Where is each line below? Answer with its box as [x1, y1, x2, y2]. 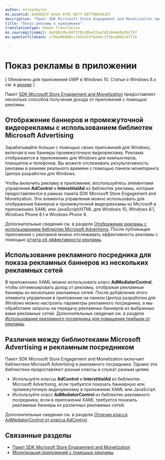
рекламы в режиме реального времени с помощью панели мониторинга [5, 165, 159, 171]
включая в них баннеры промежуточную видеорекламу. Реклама [5, 150, 144, 155]
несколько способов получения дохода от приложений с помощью [5, 96, 147, 102]
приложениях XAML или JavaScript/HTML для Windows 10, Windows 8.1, [5, 206, 156, 212]
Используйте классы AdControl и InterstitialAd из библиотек [12, 376, 140, 382]
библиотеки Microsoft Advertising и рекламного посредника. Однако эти [5, 361, 158, 367]
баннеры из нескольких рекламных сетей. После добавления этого [5, 290, 148, 296]
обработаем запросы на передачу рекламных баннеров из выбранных [5, 306, 155, 311]
